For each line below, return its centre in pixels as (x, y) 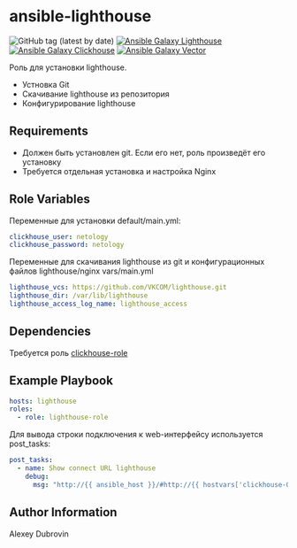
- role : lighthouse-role (63, 418)
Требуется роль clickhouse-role (69, 352)
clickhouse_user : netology (59, 236)
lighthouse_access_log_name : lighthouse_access (99, 304)
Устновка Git (46, 84)
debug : (37, 476)
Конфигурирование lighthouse (79, 103)
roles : (21, 409)
